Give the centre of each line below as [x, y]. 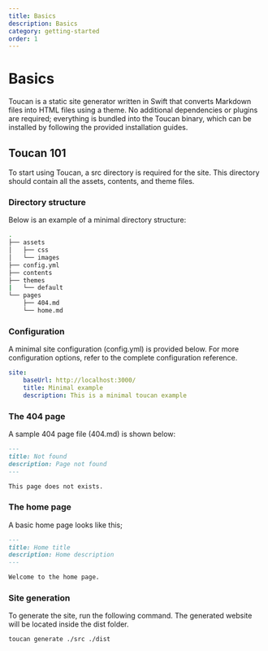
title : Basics [32, 16]
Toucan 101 [37, 153]
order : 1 [23, 39]
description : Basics [43, 24]
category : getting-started [54, 31]
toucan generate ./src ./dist [60, 640]
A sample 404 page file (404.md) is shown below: [92, 434]
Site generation [39, 597]
